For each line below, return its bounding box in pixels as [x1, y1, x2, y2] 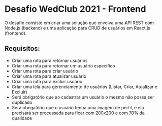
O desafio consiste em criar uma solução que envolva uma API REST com [4, 20, 154, 26]
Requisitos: [4, 44, 40, 53]
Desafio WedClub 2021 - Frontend [4, 3, 146, 15]
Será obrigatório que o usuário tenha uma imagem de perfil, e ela [11, 104, 144, 110]
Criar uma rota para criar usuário [11, 68, 78, 74]
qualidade [11, 115, 32, 121]
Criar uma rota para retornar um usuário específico [11, 63, 115, 68]
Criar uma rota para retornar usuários [11, 58, 88, 63]
